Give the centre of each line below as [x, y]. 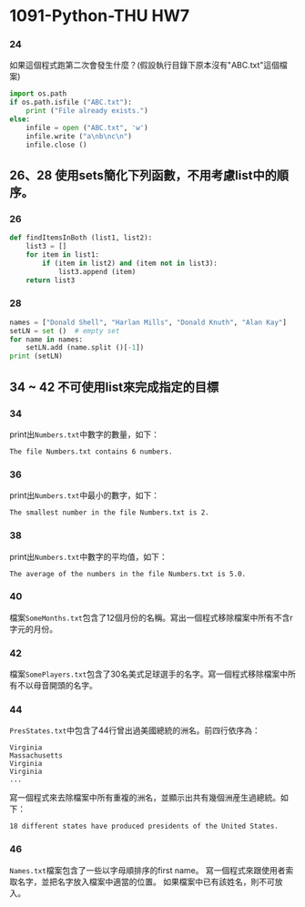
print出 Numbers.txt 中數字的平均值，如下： [88, 556]
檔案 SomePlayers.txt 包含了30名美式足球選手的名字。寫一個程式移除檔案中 [149, 674]
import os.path [38, 94]
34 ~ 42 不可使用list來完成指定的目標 [114, 387]
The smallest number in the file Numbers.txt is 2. [109, 513]
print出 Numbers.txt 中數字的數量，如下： [84, 434]
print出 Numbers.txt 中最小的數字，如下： [84, 495]
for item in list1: [63, 255]
